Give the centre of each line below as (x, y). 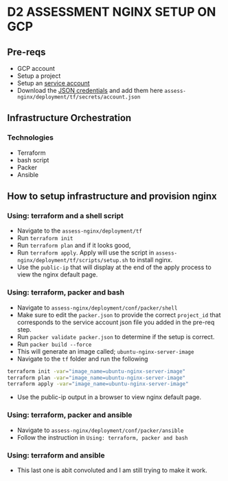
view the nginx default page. (57, 275)
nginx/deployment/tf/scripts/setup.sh (72, 261)
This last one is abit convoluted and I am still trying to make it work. (112, 470)
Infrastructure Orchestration (69, 118)
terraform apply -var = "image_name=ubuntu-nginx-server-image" (98, 384)
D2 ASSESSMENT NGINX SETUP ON (112, 12)
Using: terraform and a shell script (65, 216)
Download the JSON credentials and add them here (90, 90)
